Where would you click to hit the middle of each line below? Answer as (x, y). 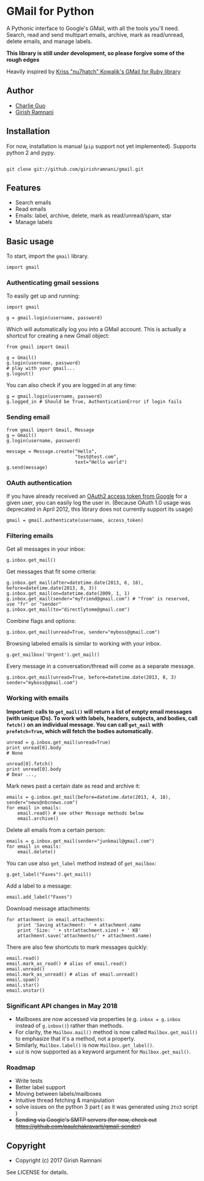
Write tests (29, 1081)
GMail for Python (50, 11)
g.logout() (20, 374)
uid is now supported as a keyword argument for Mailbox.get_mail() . (103, 1051)
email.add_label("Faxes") (39, 897)
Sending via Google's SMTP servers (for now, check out (86, 1120)
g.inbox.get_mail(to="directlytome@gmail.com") (68, 610)
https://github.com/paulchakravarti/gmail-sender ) (78, 1126)
